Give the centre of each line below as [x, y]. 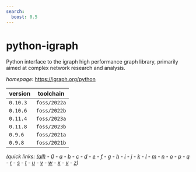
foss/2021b [51, 143]
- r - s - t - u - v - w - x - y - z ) [42, 163]
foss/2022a [51, 103]
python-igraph [42, 46]
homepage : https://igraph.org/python [51, 79]
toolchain [51, 94]
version [20, 94]
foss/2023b [51, 127]
